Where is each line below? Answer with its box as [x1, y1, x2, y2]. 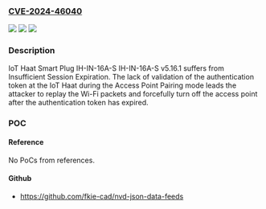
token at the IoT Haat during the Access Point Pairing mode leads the [8, 80, 237, 90]
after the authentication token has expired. [8, 97, 149, 107]
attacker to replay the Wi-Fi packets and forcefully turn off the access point [8, 88, 258, 98]
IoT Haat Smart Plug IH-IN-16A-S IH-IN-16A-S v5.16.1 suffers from [8, 63, 225, 73]
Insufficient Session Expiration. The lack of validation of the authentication [8, 72, 255, 81]
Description [8, 45, 55, 56]
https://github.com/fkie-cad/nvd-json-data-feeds [19, 191, 184, 201]
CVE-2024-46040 [8, 6, 83, 17]
